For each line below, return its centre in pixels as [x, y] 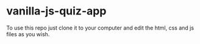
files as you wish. [28, 34]
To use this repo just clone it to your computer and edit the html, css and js [100, 28]
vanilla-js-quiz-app [56, 11]
